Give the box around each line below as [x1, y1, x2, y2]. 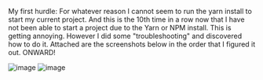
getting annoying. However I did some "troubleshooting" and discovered [8, 31, 242, 40]
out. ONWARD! [8, 48, 57, 57]
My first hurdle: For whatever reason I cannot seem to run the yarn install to [8, 7, 253, 16]
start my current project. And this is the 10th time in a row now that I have [8, 15, 245, 24]
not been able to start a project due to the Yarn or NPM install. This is [8, 23, 232, 32]
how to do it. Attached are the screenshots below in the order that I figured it [8, 40, 256, 49]
